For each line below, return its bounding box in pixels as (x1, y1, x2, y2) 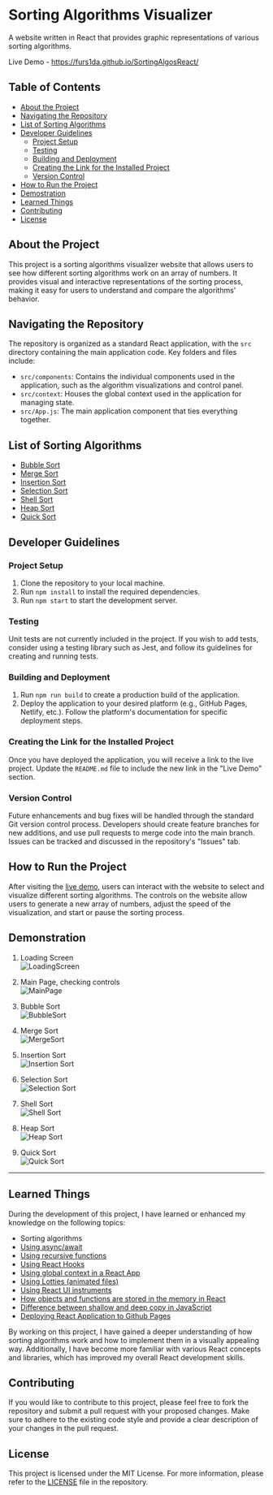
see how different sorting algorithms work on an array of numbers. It (8, 268, 238, 278)
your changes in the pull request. (8, 1424, 119, 1433)
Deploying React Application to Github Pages (19, 1311, 171, 1320)
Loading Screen (19, 953, 74, 962)
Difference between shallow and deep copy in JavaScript (19, 1302, 212, 1312)
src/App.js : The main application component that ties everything (19, 406, 238, 416)
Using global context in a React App (19, 1268, 141, 1277)
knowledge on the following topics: (8, 1217, 126, 1227)
